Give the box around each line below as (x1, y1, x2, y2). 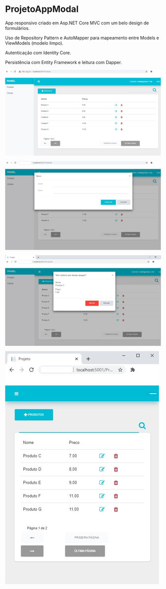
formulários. (5, 25, 30, 31)
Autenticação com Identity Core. (5, 50, 71, 56)
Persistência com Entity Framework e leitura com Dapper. (5, 59, 122, 65)
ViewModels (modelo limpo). (5, 40, 64, 46)
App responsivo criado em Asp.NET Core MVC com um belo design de (5, 20, 149, 26)
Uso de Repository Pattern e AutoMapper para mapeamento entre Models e (5, 35, 160, 41)
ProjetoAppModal (5, 3, 79, 15)
